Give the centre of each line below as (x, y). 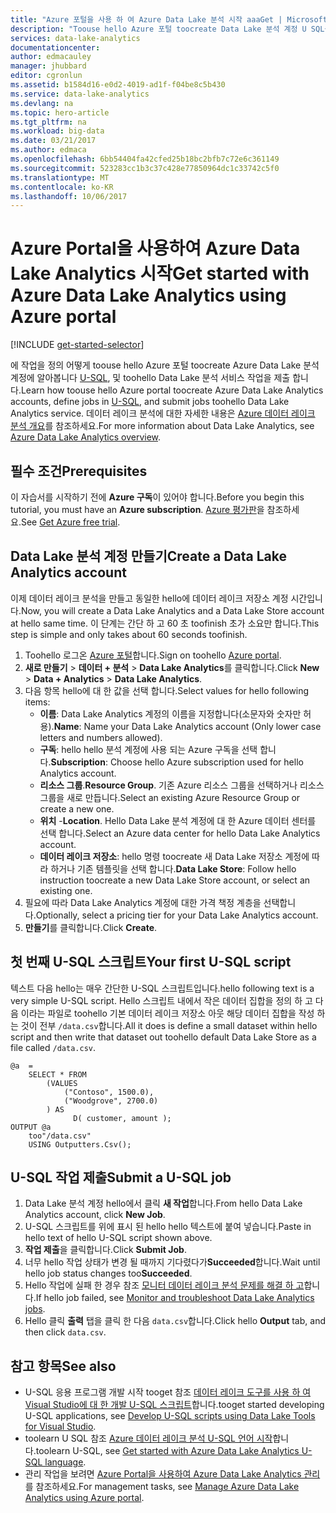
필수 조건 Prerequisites (79, 471)
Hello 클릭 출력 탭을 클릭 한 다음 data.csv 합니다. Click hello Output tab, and (175, 1321)
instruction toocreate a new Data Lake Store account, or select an (175, 880)
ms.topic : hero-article (60, 112)
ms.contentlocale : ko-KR (62, 187)
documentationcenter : (55, 47)
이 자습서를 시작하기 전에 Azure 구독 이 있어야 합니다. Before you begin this (157, 497)
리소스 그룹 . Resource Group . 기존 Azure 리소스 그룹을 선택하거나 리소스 (182, 785)
